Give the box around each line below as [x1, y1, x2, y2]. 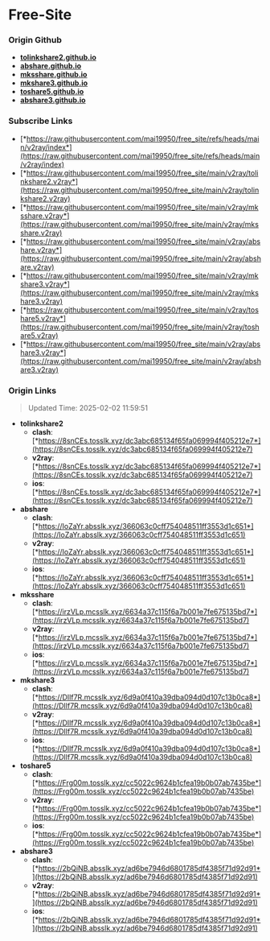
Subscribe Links [8, 115, 73, 126]
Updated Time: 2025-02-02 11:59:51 [27, 403, 149, 413]
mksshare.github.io [19, 70, 88, 80]
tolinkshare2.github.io [19, 52, 96, 62]
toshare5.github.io [19, 87, 84, 97]
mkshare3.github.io [19, 78, 88, 88]
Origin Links [8, 385, 57, 396]
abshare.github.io [19, 61, 82, 71]
